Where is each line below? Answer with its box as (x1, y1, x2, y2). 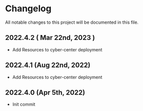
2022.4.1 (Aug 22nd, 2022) (5, 61, 91, 70)
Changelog (5, 3, 52, 14)
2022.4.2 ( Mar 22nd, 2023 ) (5, 34, 95, 42)
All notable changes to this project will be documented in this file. (5, 19, 139, 25)
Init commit (12, 102, 36, 108)
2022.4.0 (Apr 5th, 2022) (5, 88, 85, 97)
